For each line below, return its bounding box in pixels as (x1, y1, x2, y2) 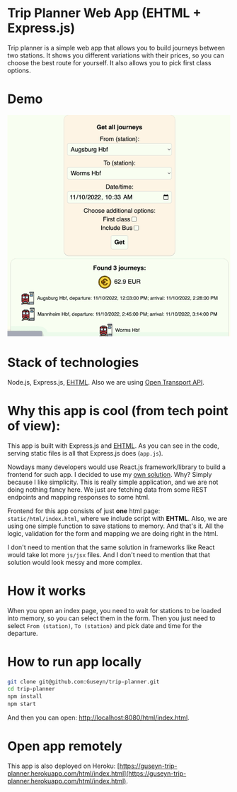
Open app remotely (7, 738, 122, 754)
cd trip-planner (7, 686, 55, 693)
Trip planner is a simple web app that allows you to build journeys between (7, 43, 225, 52)
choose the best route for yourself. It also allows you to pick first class (7, 58, 212, 67)
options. (7, 66, 32, 75)
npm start (7, 700, 37, 708)
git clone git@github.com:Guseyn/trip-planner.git (7, 678, 160, 686)
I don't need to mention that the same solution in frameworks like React (7, 543, 215, 551)
